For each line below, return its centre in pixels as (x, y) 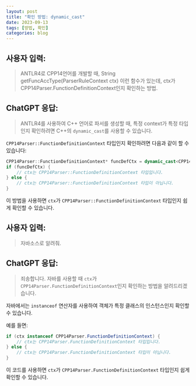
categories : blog (27, 33)
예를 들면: (17, 325)
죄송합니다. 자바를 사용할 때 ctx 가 (59, 279)
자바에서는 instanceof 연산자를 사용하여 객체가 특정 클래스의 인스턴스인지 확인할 (98, 305)
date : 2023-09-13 (27, 22)
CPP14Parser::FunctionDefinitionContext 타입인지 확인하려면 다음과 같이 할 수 (98, 143)
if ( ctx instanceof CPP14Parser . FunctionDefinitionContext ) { (83, 336)
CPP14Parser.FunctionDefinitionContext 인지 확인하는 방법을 (91, 286)
